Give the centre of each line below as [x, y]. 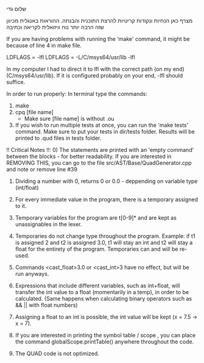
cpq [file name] [34, 112]
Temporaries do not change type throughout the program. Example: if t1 [105, 236]
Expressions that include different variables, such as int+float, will [97, 286]
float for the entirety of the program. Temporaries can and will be [97, 249]
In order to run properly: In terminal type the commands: [77, 94]
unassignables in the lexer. [48, 224]
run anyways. [32, 274]
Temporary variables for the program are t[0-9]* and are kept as [96, 218]
